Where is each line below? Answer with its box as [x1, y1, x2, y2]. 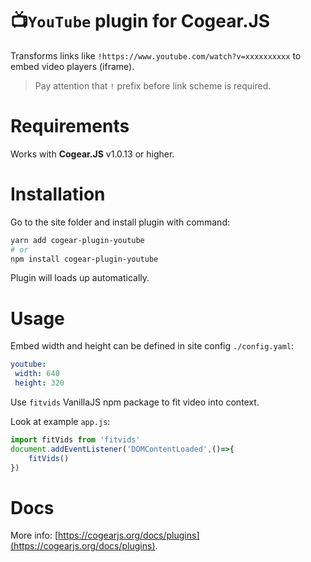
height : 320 [14, 378, 65, 388]
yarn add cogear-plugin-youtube [10, 235, 145, 245]
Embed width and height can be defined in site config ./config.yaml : [10, 340, 295, 352]
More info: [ [10, 529, 59, 542]
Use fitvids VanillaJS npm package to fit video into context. [10, 396, 260, 408]
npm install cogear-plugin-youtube [10, 254, 159, 264]
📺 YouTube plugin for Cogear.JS [10, 10, 271, 33]
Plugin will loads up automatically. [10, 272, 150, 284]
